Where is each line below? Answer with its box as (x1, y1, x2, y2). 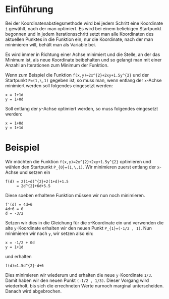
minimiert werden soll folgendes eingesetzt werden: (5, 82, 114, 89)
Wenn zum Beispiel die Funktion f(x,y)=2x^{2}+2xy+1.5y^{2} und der (5, 72, 149, 78)
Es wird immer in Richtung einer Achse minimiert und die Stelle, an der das (5, 51, 160, 57)
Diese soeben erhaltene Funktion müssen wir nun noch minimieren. (5, 192, 145, 198)
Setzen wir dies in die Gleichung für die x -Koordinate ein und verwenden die (5, 219, 164, 225)
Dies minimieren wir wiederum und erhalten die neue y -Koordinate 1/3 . (5, 272, 152, 278)
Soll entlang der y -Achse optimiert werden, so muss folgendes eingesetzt (5, 105, 158, 111)
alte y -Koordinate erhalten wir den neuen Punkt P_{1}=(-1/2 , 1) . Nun (5, 225, 152, 231)
